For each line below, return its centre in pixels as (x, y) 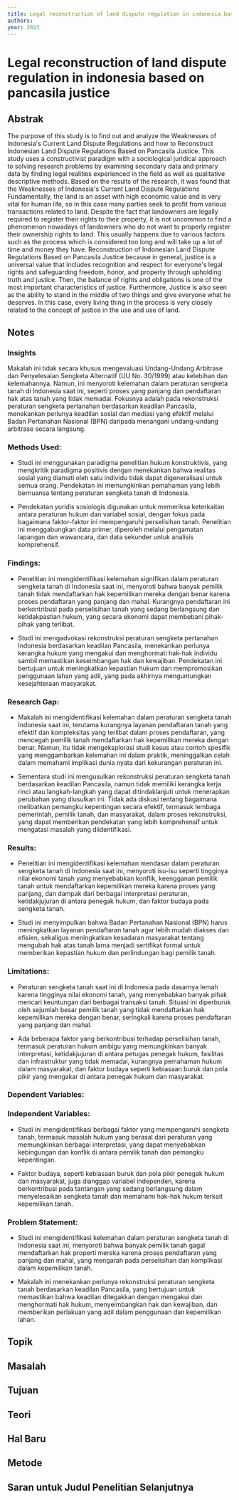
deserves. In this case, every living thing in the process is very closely (110, 303)
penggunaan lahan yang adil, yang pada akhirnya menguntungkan (115, 676)
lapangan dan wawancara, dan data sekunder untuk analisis (106, 537)
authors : (20, 21)
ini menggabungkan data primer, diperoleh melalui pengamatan (110, 530)
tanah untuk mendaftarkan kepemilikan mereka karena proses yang (116, 886)
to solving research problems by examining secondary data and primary (113, 166)
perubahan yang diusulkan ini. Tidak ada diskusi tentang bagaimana (117, 799)
